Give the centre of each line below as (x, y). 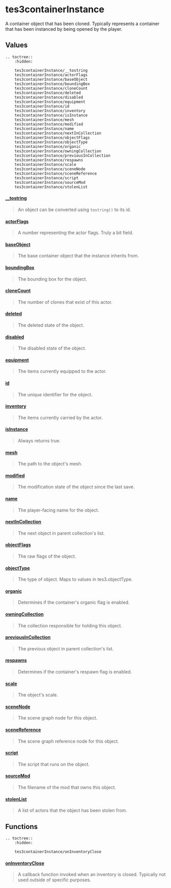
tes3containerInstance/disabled (49, 97)
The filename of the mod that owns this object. (67, 788)
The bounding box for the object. (53, 279)
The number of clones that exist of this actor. (65, 302)
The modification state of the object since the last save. (76, 487)
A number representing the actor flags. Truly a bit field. (76, 233)
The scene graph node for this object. (58, 718)
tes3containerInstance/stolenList (51, 187)
